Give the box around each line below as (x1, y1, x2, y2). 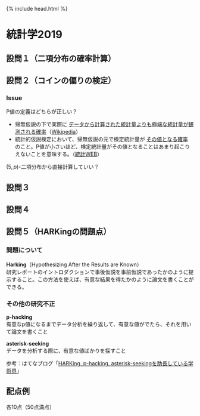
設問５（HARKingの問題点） (6, 227, 111, 237)
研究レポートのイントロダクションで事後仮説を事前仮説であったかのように (6, 268, 189, 275)
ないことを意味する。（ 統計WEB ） (20, 150, 103, 158)
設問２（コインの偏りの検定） (6, 75, 116, 85)
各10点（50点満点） (6, 403, 55, 411)
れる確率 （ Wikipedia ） (25, 128, 82, 135)
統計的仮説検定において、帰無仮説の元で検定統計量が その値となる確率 (14, 135, 189, 143)
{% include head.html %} (6, 5, 68, 12)
